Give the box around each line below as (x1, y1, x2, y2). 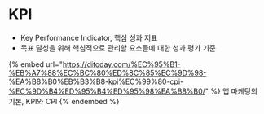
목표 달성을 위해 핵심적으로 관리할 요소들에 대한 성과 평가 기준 (20, 42, 216, 53)
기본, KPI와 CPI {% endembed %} (8, 96, 120, 106)
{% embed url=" (8, 59, 64, 69)
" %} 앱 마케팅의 (205, 86, 258, 96)
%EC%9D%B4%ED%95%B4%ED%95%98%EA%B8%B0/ (8, 86, 206, 96)
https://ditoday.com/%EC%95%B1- (62, 59, 181, 69)
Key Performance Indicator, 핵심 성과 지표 (20, 33, 158, 42)
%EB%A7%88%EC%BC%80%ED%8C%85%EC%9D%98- (8, 68, 207, 77)
